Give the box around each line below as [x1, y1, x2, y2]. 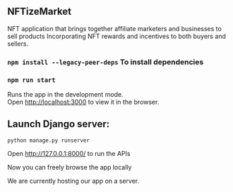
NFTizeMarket [7, 6, 72, 18]
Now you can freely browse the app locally [7, 162, 132, 172]
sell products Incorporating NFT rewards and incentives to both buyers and [7, 32, 226, 40]
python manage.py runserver [7, 137, 90, 144]
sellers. [7, 39, 29, 48]
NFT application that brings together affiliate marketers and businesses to [7, 24, 222, 32]
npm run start [7, 76, 56, 84]
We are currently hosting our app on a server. [7, 176, 140, 185]
